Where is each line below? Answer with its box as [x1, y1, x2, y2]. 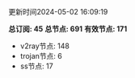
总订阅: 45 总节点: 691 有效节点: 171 [8, 24, 128, 34]
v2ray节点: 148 [19, 41, 70, 51]
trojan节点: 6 [19, 51, 62, 60]
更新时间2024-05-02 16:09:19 [8, 7, 108, 16]
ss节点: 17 [19, 61, 54, 71]
